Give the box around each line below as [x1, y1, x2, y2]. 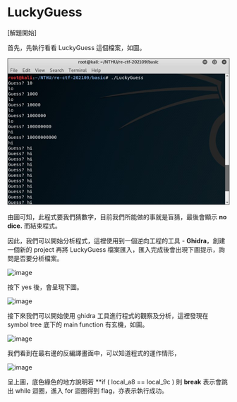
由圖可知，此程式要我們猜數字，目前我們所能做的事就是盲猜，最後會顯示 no [7, 212, 227, 221]
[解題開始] [7, 28, 37, 37]
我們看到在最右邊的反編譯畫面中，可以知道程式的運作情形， [7, 348, 181, 357]
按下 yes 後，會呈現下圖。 [7, 283, 83, 291]
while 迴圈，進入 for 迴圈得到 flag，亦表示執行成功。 [15, 386, 168, 395]
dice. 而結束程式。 [7, 221, 61, 230]
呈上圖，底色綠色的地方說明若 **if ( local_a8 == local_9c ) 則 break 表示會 [7, 377, 222, 386]
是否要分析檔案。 [13, 254, 63, 262]
